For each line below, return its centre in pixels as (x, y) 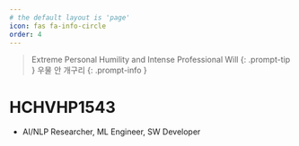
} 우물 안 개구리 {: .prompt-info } (89, 70)
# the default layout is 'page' (70, 17)
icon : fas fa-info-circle (57, 26)
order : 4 (26, 34)
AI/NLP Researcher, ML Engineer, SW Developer (111, 132)
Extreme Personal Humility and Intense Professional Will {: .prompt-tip (160, 60)
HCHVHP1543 (63, 107)
